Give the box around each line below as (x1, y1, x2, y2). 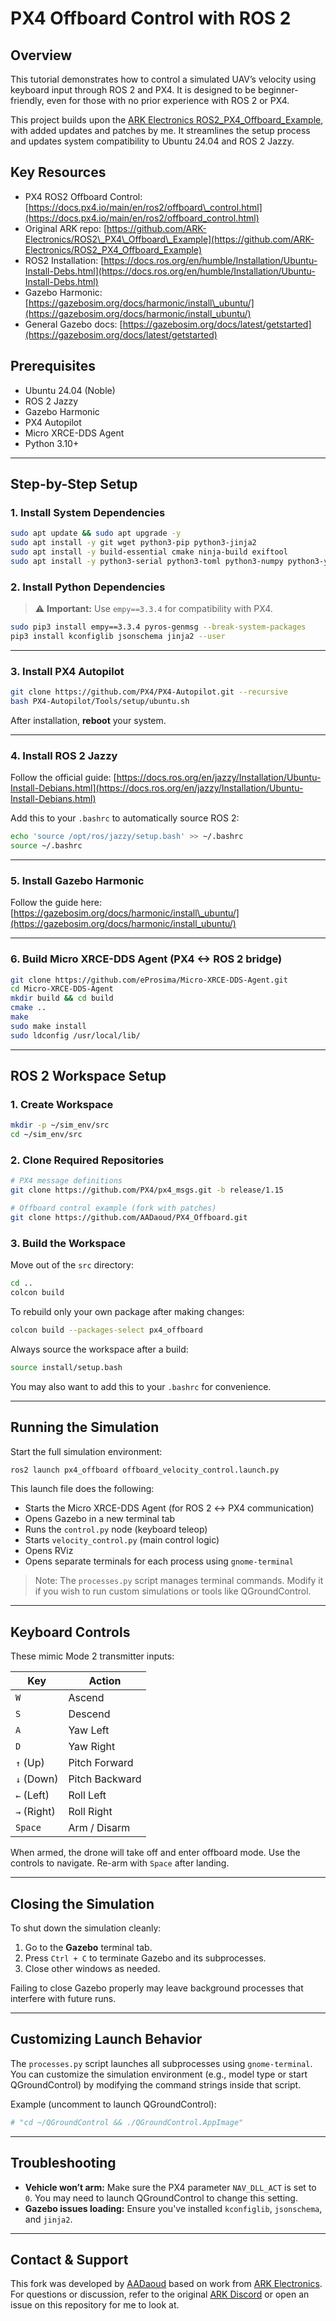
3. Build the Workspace (10, 1236, 127, 1250)
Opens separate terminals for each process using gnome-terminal (24, 1555, 294, 1567)
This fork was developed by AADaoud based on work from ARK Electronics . (10, 2278, 323, 2290)
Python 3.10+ (24, 437, 80, 449)
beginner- (258, 84, 299, 96)
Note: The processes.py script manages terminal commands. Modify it (34, 1575, 324, 1587)
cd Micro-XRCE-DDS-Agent (10, 984, 114, 994)
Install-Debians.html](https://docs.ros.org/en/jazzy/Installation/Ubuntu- (10, 782, 304, 794)
